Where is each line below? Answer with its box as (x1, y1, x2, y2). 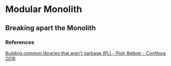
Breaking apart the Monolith (5, 24, 96, 32)
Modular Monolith (5, 4, 82, 15)
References (5, 39, 35, 46)
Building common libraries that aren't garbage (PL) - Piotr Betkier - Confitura (5, 50, 166, 56)
